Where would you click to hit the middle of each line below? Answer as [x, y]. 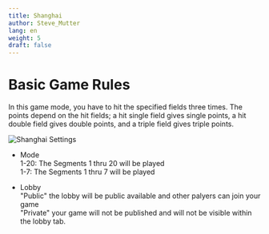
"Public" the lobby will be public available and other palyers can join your [140, 196]
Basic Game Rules [69, 85]
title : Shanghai [35, 16]
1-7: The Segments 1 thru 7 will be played [87, 172]
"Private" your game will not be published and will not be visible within [136, 213]
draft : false [30, 46]
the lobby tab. [43, 221]
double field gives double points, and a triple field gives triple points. [121, 124]
